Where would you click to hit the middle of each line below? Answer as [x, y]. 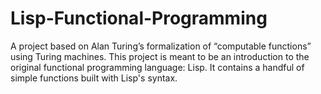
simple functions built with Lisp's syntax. [94, 78]
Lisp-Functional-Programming [139, 18]
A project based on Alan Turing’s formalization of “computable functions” [161, 46]
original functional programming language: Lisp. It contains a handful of [157, 67]
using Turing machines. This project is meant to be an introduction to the [160, 56]
